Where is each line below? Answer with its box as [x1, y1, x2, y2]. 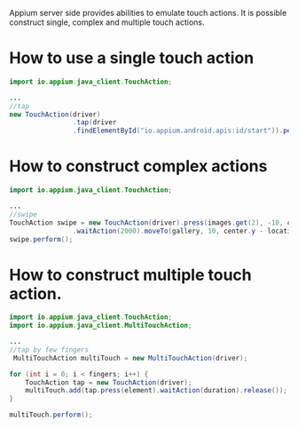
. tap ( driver [72, 118, 117, 127]
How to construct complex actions [9, 156, 268, 177]
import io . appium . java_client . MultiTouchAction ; [9, 321, 192, 330]
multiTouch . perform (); [9, 410, 93, 420]
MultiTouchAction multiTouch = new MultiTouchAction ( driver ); [12, 353, 248, 362]
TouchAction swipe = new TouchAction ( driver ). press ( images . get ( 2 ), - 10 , [9, 218, 284, 227]
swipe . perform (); [9, 234, 74, 243]
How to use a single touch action [9, 48, 255, 68]
